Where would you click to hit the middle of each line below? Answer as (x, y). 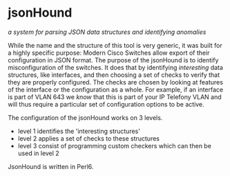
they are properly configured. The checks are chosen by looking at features (116, 82)
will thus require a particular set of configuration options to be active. (106, 104)
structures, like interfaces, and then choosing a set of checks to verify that (114, 75)
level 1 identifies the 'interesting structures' (79, 131)
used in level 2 (38, 153)
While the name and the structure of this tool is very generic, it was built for (115, 45)
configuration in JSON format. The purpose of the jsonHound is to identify (113, 60)
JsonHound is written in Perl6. (51, 166)
